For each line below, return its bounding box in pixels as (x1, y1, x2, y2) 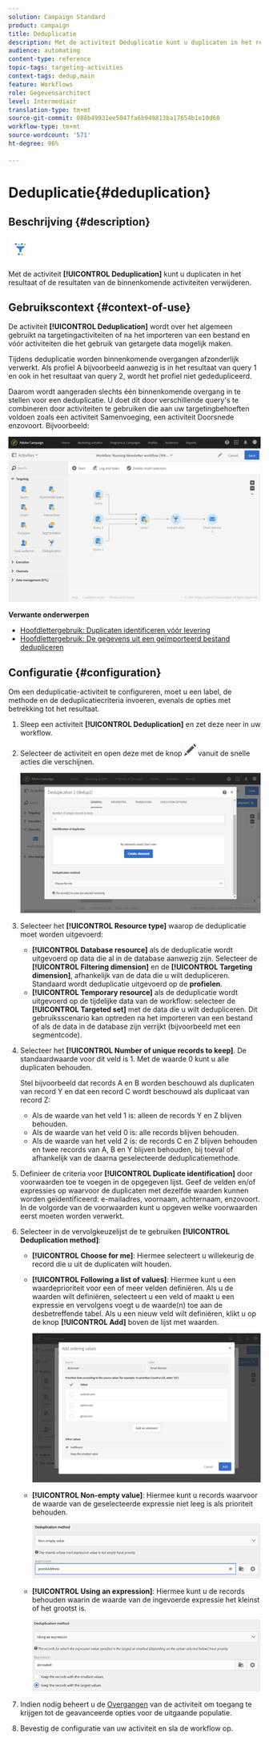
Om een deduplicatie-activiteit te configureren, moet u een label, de (8, 687, 232, 696)
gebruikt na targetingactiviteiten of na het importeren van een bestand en (8, 331, 251, 340)
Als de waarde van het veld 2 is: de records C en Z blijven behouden (31, 1136, 258, 1145)
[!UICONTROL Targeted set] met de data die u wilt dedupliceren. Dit (31, 1005, 258, 1014)
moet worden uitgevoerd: (19, 929, 104, 939)
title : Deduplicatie (8, 30, 78, 38)
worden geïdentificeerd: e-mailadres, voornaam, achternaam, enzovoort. (19, 1193, 260, 1204)
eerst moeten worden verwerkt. (19, 1211, 124, 1221)
